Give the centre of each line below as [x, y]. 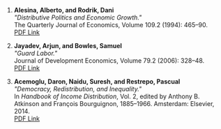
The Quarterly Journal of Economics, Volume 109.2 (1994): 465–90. [110, 25]
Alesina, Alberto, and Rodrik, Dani [64, 10]
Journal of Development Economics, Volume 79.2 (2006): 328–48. [109, 61]
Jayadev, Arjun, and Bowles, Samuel [68, 46]
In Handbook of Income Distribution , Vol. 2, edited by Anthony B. [107, 96]
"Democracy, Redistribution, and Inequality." [78, 89]
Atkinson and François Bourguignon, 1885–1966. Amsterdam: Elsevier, [114, 104]
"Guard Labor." [36, 53]
